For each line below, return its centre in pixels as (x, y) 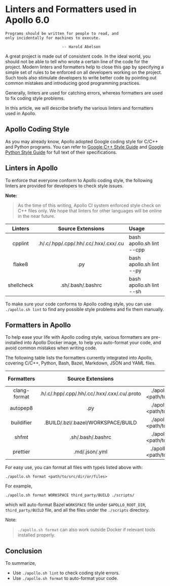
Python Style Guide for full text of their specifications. (61, 152)
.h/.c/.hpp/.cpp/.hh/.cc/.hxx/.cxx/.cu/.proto (91, 394)
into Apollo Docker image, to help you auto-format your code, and (92, 343)
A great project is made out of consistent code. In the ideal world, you (78, 56)
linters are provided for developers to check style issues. (65, 186)
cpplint (20, 243)
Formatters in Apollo (38, 325)
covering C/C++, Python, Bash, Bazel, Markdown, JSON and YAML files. (80, 363)
